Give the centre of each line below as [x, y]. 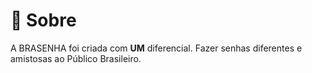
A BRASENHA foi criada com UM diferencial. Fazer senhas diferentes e [156, 48]
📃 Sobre [43, 20]
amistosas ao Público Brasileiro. [76, 58]
